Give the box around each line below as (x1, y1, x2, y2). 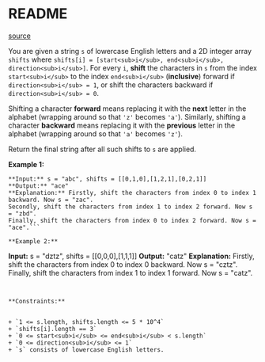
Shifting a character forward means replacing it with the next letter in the (8, 104, 247, 113)
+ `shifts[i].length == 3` (8, 325, 97, 333)
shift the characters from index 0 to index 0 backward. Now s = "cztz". (8, 259, 238, 269)
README (8, 5, 68, 23)
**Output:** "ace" (8, 181, 69, 190)
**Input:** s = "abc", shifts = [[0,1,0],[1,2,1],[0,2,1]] (8, 175, 207, 183)
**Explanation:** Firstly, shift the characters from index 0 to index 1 (8, 189, 257, 196)
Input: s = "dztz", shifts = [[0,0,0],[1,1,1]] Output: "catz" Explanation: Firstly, (8, 251, 255, 261)
